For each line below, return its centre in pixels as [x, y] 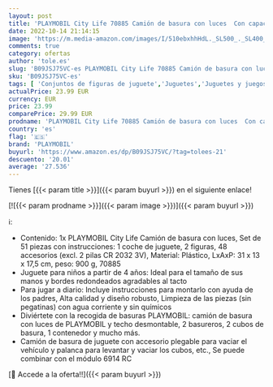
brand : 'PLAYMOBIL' [41, 144]
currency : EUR [32, 99]
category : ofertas [39, 54]
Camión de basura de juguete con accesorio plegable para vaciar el [134, 342]
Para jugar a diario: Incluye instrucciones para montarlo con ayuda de [136, 290]
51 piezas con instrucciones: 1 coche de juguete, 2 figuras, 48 [123, 247]
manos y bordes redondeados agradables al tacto [104, 282]
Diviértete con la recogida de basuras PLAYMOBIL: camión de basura [136, 316]
